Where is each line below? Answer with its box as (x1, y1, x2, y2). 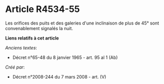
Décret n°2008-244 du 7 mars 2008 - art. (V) (12, 73, 106, 79)
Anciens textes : (5, 44, 38, 50)
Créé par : (5, 64, 25, 70)
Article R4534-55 (5, 3, 80, 15)
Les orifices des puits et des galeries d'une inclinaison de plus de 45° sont (5, 20, 159, 26)
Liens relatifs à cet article (5, 35, 59, 41)
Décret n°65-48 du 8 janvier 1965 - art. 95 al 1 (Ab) (12, 54, 118, 60)
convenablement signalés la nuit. (5, 25, 73, 31)
